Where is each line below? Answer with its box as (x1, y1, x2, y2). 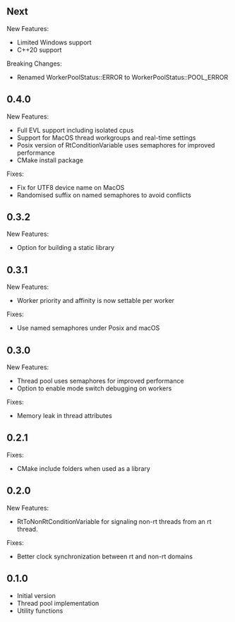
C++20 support (16, 45, 62, 54)
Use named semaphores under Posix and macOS (16, 324, 160, 333)
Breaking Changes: (6, 59, 63, 68)
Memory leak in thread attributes (16, 412, 112, 420)
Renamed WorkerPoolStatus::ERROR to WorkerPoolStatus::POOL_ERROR (16, 73, 229, 81)
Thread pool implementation (16, 599, 100, 607)
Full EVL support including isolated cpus (16, 126, 134, 134)
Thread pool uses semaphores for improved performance (16, 377, 184, 385)
